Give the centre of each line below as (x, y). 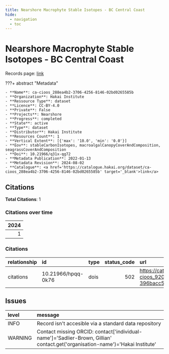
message (48, 315)
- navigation (23, 19)
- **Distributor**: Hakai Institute (44, 132)
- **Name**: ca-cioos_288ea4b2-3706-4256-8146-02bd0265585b (70, 93)
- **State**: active (27, 123)
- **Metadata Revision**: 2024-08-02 (45, 163)
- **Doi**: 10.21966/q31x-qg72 (38, 154)
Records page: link (25, 74)
